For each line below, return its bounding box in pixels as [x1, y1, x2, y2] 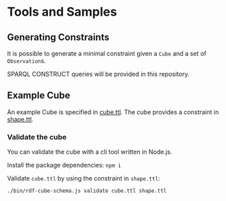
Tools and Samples [7, 4, 118, 20]
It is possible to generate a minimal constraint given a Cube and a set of [7, 49, 207, 57]
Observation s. [7, 57, 47, 65]
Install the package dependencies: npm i [7, 161, 121, 170]
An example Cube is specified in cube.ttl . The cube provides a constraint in [7, 107, 219, 116]
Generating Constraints [7, 31, 110, 43]
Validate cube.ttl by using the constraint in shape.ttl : [7, 174, 160, 183]
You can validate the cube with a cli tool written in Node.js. [7, 148, 173, 156]
